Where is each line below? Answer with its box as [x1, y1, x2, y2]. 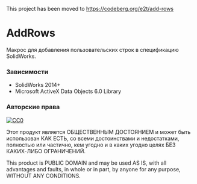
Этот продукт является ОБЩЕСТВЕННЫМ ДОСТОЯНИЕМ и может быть [6, 128, 191, 135]
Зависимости [6, 68, 49, 76]
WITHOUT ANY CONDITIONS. [6, 172, 81, 179]
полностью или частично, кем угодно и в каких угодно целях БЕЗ [6, 141, 176, 148]
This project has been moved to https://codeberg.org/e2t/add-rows [6, 5, 174, 12]
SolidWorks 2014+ [14, 81, 61, 89]
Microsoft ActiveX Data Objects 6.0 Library [14, 87, 122, 95]
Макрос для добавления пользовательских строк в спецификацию [6, 46, 179, 53]
